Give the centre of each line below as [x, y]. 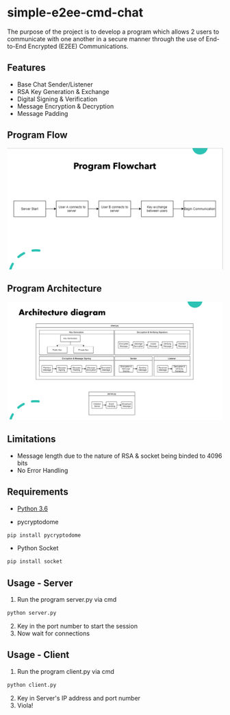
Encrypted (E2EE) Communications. [78, 46]
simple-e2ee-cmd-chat [75, 13]
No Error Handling [42, 470]
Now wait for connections [53, 633]
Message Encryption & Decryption [65, 106]
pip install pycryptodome [44, 535]
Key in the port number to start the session [77, 626]
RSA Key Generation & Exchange [63, 91]
